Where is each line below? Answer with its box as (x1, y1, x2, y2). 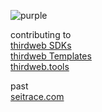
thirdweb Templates (10, 50, 92, 62)
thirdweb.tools (10, 61, 70, 72)
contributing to (10, 29, 72, 40)
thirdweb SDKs (10, 40, 72, 51)
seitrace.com (10, 91, 65, 102)
